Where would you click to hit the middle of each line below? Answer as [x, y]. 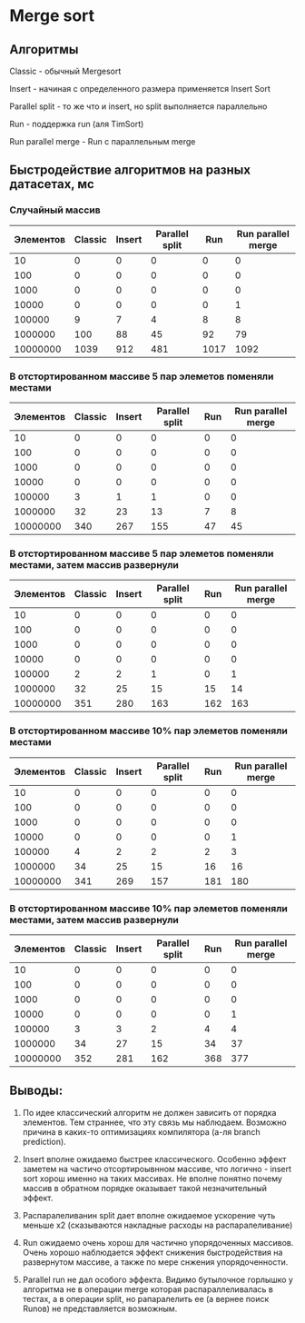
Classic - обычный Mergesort [65, 71]
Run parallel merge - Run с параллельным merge [103, 141]
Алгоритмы [44, 50]
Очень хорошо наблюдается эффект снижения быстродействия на [152, 1252]
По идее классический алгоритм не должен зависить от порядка [149, 1112]
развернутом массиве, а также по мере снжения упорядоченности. [155, 1262]
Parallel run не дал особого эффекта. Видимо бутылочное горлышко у [157, 1279]
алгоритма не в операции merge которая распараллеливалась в [148, 1289]
